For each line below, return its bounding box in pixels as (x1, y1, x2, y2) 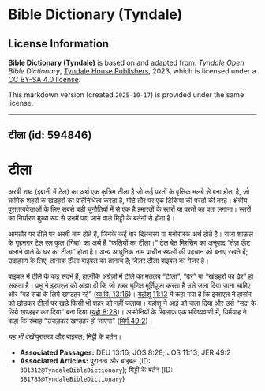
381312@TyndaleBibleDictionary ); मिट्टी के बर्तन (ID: (19, 365, 174, 374)
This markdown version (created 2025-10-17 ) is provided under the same (8, 90, 244, 100)
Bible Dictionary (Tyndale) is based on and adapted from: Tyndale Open (8, 58, 244, 67)
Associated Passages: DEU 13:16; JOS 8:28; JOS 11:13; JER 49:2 (19, 348, 231, 357)
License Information (8, 37, 109, 51)
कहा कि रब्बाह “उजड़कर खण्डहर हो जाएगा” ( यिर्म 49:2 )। (8, 316, 153, 325)
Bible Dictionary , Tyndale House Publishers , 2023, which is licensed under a (8, 66, 256, 76)
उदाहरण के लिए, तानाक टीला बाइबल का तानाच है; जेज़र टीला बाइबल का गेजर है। (8, 256, 210, 265)
